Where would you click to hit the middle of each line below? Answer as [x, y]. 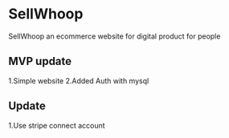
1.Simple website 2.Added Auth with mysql [79, 80]
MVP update [40, 61]
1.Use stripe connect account [57, 125]
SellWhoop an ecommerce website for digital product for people [115, 36]
